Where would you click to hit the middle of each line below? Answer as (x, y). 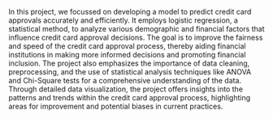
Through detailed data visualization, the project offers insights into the (126, 89)
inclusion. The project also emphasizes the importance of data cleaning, (129, 63)
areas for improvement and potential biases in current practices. (116, 106)
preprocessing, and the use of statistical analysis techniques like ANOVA (130, 72)
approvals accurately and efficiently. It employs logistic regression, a (123, 20)
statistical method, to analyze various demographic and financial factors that (136, 29)
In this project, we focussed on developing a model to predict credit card (130, 12)
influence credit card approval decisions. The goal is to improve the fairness (136, 37)
